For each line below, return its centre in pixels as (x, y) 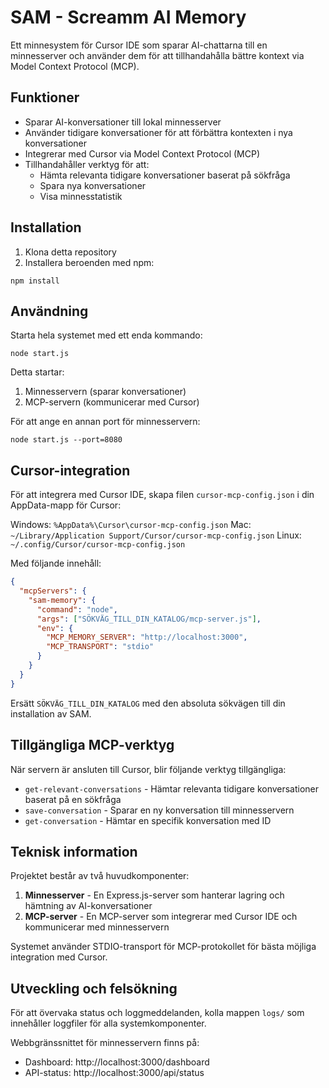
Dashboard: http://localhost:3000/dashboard (117, 1062)
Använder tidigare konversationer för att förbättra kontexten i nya (158, 132)
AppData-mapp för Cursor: (66, 505)
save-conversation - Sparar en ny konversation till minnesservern (159, 810)
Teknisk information (74, 851)
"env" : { (55, 628)
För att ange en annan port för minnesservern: (105, 422)
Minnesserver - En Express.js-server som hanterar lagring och (154, 895)
